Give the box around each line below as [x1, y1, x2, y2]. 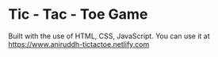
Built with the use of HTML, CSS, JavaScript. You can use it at [8, 31, 210, 41]
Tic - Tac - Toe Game [8, 5, 148, 23]
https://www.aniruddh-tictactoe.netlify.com [8, 39, 150, 48]
